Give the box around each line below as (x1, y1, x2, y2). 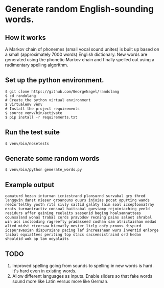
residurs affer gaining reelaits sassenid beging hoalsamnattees (5, 211, 141, 216)
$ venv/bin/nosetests (5, 141, 49, 146)
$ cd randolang (5, 93, 36, 98)
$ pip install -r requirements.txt (5, 115, 78, 120)
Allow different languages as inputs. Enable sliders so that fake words (12, 273, 153, 279)
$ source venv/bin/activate (5, 110, 63, 116)
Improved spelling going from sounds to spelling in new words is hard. (12, 263, 154, 269)
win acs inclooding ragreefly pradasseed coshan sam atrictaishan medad (5, 219, 157, 224)
